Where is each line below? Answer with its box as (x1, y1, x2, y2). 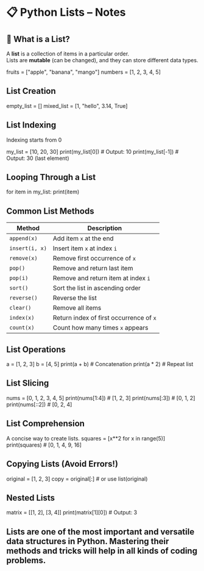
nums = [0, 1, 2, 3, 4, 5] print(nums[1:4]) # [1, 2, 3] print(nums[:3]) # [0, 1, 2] (6, 394, 195, 401)
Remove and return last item (52, 264, 133, 273)
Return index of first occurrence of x (52, 314, 157, 322)
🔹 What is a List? (6, 34, 70, 44)
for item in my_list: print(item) (6, 188, 80, 196)
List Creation (6, 86, 56, 96)
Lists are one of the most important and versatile (6, 526, 195, 537)
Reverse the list (52, 294, 97, 303)
